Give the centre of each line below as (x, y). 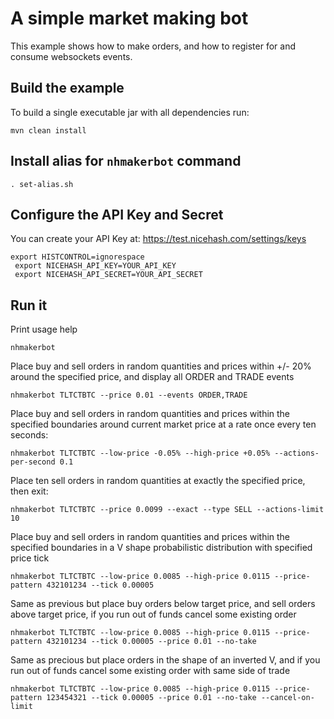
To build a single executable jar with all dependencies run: (130, 112)
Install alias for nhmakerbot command (126, 161)
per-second (33, 462)
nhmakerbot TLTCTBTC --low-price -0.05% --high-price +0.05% (140, 453)
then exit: (29, 491)
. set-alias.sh (42, 184)
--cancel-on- (287, 698)
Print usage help (44, 329)
